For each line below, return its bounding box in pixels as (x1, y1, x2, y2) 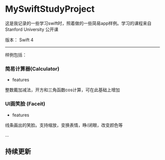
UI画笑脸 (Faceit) (5, 101, 46, 107)
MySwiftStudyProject (5, 3, 95, 15)
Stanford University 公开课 (5, 26, 59, 32)
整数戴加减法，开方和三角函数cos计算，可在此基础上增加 (5, 87, 120, 93)
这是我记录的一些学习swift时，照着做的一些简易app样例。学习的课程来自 (5, 20, 152, 26)
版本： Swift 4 (5, 37, 34, 43)
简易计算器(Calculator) (5, 65, 60, 72)
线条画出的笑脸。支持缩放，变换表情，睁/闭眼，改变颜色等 (5, 122, 123, 128)
